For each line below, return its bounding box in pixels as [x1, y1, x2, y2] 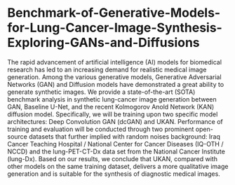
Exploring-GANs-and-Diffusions [7, 35, 200, 50]
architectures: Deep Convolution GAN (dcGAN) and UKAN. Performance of [7, 117, 223, 125]
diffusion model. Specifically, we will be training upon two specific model [7, 110, 218, 118]
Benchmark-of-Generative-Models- [7, 5, 221, 21]
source [7, 132, 28, 141]
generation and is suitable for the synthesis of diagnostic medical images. [7, 170, 221, 178]
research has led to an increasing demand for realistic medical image [7, 65, 207, 74]
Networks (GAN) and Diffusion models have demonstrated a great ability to [7, 80, 224, 88]
